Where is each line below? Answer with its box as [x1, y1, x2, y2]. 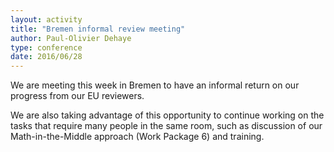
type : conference [10, 42, 83, 53]
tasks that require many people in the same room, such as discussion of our [10, 120, 323, 132]
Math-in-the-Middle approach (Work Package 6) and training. [10, 131, 265, 143]
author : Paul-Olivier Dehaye [10, 33, 132, 43]
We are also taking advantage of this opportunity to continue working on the [10, 109, 325, 121]
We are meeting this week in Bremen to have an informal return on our [10, 79, 300, 91]
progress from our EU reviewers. [10, 90, 145, 102]
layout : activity [10, 14, 83, 25]
